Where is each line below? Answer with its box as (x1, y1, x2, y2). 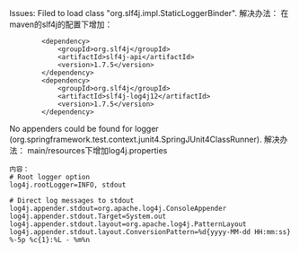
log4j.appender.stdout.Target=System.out (9, 212, 167, 221)
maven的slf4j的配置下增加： (9, 19, 113, 30)
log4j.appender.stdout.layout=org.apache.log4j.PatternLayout (9, 220, 247, 229)
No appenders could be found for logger (9, 124, 159, 134)
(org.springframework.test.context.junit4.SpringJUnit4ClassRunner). (9, 134, 262, 144)
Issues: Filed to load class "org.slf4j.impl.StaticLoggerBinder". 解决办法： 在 (9, 8, 289, 18)
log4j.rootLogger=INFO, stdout (9, 180, 127, 189)
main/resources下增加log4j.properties (26, 145, 168, 155)
